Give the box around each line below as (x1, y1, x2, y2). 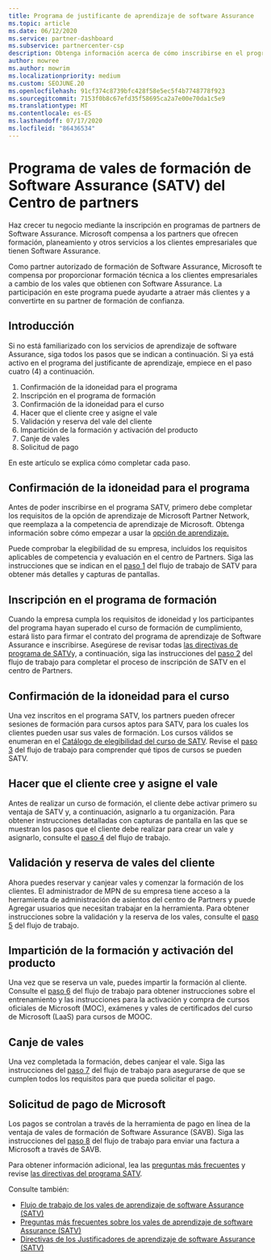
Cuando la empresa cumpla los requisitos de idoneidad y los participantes (8, 614, 254, 624)
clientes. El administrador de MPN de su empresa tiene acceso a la (8, 885, 231, 896)
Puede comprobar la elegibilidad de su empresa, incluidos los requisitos (8, 544, 248, 554)
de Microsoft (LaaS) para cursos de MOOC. (8, 1012, 153, 1022)
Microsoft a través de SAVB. (8, 1145, 102, 1154)
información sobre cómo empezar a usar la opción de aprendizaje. (8, 528, 230, 538)
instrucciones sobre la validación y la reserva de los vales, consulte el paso (8, 911, 259, 921)
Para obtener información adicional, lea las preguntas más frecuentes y (8, 1160, 246, 1170)
